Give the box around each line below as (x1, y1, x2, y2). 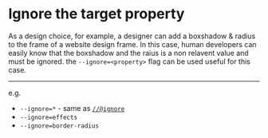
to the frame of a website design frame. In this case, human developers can (8, 39, 257, 49)
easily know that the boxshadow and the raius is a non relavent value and (8, 48, 249, 57)
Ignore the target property (8, 5, 185, 23)
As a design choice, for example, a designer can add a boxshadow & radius (8, 31, 256, 41)
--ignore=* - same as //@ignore (19, 103, 125, 112)
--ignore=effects (19, 113, 78, 121)
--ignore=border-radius (19, 121, 100, 130)
